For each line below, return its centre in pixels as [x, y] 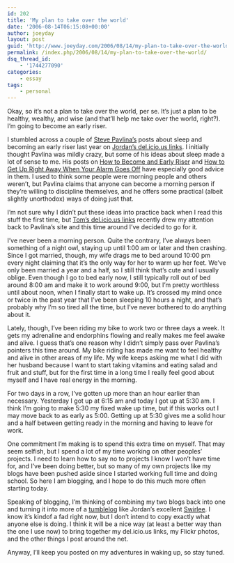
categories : [24, 72]
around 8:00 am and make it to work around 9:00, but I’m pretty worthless [113, 285]
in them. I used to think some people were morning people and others [107, 177]
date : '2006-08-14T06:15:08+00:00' [59, 26]
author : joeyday [31, 33]
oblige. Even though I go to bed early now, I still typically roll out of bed [109, 278]
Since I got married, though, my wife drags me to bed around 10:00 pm [109, 256]
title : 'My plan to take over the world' [68, 20]
